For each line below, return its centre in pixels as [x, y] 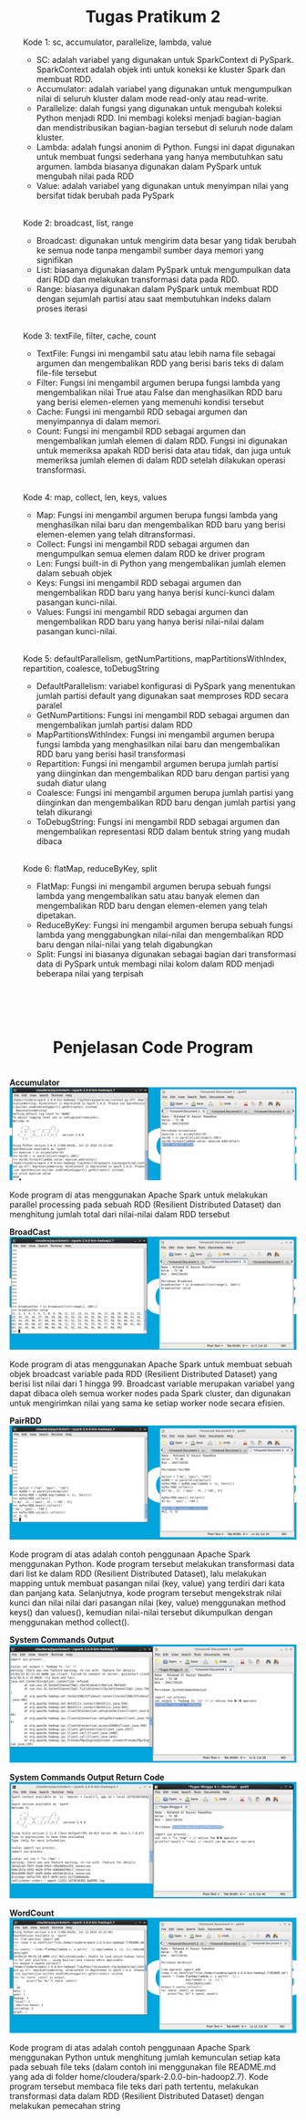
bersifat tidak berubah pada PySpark [105, 195]
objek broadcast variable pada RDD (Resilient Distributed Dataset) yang [143, 1374]
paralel [49, 705]
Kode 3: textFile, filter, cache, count [89, 336]
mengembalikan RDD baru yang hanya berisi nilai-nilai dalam [150, 621]
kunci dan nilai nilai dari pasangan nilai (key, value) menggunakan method [148, 1603]
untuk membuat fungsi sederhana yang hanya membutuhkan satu [160, 156]
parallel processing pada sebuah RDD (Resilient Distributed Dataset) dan [145, 1205]
